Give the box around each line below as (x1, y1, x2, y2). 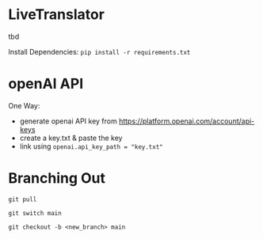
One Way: (8, 101, 40, 110)
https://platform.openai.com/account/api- (118, 116, 255, 126)
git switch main (8, 209, 62, 217)
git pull (8, 195, 37, 203)
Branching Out (8, 169, 105, 188)
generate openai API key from (19, 116, 117, 126)
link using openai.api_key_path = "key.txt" (19, 141, 164, 151)
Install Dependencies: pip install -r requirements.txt (8, 47, 191, 56)
